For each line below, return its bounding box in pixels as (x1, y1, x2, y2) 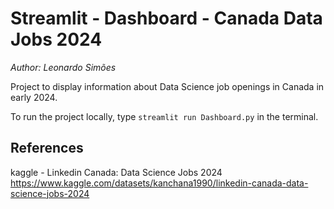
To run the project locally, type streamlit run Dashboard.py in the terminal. (10, 110, 319, 122)
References (10, 140, 84, 157)
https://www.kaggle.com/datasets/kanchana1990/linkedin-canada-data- (10, 177, 309, 189)
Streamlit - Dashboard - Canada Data (10, 7, 323, 30)
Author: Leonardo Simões (10, 61, 117, 73)
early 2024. (10, 91, 58, 103)
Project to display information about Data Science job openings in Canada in (10, 80, 325, 92)
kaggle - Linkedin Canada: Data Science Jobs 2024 (10, 166, 223, 178)
